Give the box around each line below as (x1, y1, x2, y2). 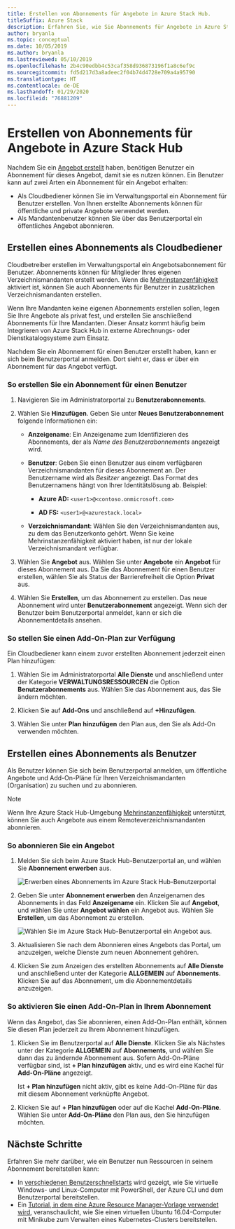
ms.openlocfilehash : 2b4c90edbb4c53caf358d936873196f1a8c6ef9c (7, 62, 196, 69)
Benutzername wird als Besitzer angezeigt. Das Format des (27, 474, 199, 482)
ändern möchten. (17, 693, 68, 701)
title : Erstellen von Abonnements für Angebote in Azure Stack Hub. (7, 10, 211, 18)
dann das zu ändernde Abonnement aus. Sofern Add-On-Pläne (17, 1053, 200, 1062)
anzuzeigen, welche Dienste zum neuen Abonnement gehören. (17, 948, 199, 957)
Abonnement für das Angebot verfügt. (7, 362, 117, 370)
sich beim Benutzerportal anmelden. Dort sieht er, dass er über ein (7, 355, 199, 363)
